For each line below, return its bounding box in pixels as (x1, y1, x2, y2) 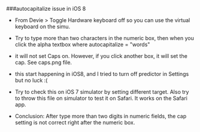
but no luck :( (14, 77, 48, 84)
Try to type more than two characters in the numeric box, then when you (14, 35, 195, 41)
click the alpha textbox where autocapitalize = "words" (14, 41, 150, 48)
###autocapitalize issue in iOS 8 (6, 5, 86, 12)
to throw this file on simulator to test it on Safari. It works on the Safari (14, 95, 187, 102)
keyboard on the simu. (14, 23, 71, 30)
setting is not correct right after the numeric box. (14, 119, 135, 126)
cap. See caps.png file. (14, 59, 72, 66)
